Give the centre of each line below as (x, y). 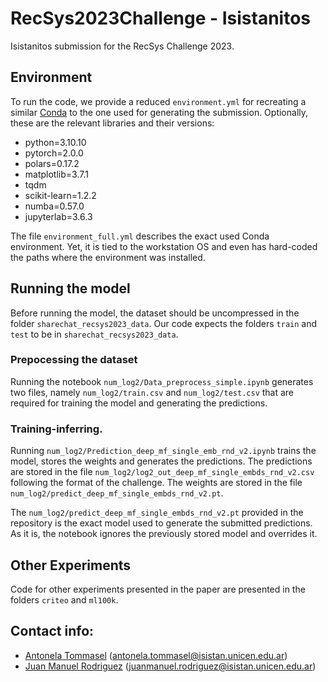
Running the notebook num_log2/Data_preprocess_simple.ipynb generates (162, 381)
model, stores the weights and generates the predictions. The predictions (161, 461)
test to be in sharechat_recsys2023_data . (94, 334)
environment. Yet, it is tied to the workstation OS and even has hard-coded (164, 246)
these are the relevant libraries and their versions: (112, 123)
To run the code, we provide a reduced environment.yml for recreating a (158, 101)
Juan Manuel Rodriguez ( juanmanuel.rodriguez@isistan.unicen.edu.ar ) (170, 666)
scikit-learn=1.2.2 (60, 195)
